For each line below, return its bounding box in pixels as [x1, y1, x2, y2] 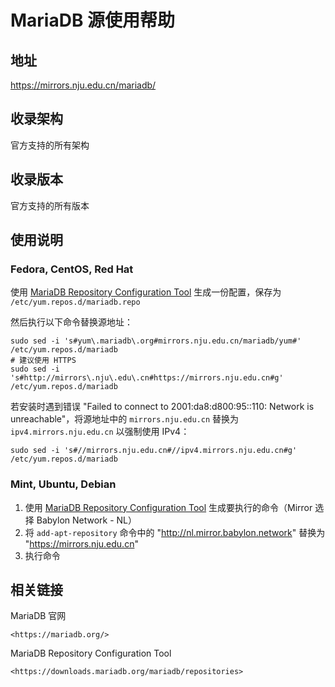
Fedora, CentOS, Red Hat [10, 262, 134, 276]
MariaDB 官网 [10, 610, 67, 622]
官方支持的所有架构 [10, 139, 90, 151]
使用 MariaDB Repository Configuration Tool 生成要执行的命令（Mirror [24, 501, 313, 513]
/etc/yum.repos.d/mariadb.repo [10, 297, 141, 308]
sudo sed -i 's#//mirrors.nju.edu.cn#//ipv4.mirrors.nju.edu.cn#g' [10, 446, 298, 456]
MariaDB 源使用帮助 [10, 9, 176, 32]
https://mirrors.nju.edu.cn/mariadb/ [10, 79, 157, 91]
